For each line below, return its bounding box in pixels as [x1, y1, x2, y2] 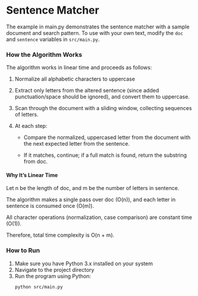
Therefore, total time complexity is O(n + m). [6, 231, 114, 239]
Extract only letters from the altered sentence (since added [14, 87, 159, 94]
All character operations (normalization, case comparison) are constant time [6, 214, 193, 221]
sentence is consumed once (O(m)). [6, 202, 94, 210]
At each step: [14, 123, 47, 130]
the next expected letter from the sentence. [23, 140, 130, 147]
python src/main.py [14, 284, 63, 290]
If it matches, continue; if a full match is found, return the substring [23, 152, 187, 159]
